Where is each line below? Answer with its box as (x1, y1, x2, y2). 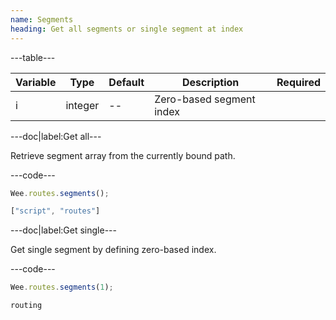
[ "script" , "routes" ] (10, 206, 101, 216)
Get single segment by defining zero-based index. (10, 244, 217, 256)
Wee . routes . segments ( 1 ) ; (10, 282, 114, 293)
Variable (15, 75, 57, 89)
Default (108, 75, 145, 89)
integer (65, 98, 100, 112)
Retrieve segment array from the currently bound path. (10, 149, 236, 161)
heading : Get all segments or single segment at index (10, 24, 244, 34)
